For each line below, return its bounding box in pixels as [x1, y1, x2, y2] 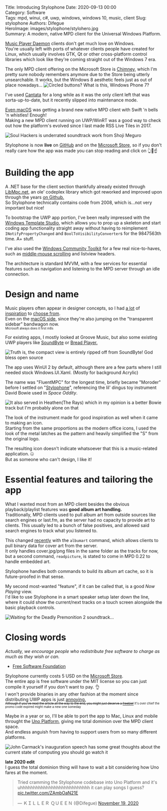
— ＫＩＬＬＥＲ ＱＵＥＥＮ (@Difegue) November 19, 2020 [17, 800, 139, 806]
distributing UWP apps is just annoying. [5, 696, 86, 702]
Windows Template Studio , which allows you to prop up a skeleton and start [5, 219, 161, 225]
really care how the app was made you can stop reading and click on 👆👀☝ [5, 147, 158, 153]
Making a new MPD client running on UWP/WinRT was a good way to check [5, 117, 161, 123]
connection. [5, 271, 30, 277]
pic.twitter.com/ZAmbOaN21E [17, 789, 78, 795]
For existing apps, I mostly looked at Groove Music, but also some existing [5, 334, 158, 340]
